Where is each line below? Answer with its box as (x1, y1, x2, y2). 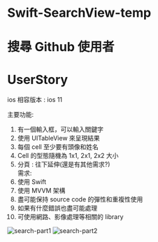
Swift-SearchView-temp (7, 5, 152, 21)
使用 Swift (17, 178, 47, 186)
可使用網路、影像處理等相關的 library (17, 213, 124, 221)
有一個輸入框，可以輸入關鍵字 (17, 125, 103, 134)
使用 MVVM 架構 (17, 187, 66, 195)
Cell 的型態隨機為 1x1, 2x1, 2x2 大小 (17, 152, 119, 160)
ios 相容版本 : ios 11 (7, 96, 63, 104)
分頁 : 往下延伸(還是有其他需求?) (17, 160, 110, 169)
